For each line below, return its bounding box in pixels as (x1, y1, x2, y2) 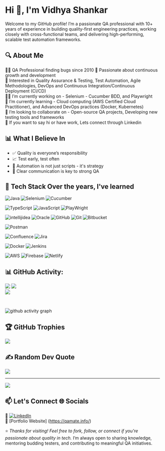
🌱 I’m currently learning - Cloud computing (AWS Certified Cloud (5, 98, 136, 104)
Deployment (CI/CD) (5, 88, 47, 94)
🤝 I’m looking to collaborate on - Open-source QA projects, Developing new (5, 109, 158, 115)
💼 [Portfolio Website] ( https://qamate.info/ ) (5, 418, 92, 424)
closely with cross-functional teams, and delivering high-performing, (5, 31, 144, 37)
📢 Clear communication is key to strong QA (12, 168, 99, 174)
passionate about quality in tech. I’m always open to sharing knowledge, (5, 435, 152, 441)
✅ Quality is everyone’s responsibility (12, 150, 87, 156)
